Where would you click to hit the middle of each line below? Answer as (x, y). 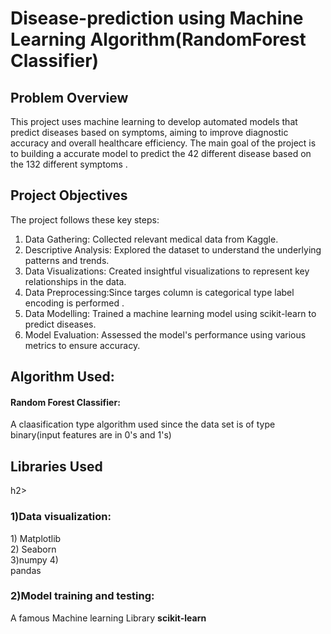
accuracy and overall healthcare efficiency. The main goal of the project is (163, 143)
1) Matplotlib (36, 538)
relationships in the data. (75, 281)
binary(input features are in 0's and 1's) (91, 435)
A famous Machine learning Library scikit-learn (108, 618)
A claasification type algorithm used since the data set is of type (143, 424)
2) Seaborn (33, 549)
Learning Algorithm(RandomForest (158, 39)
